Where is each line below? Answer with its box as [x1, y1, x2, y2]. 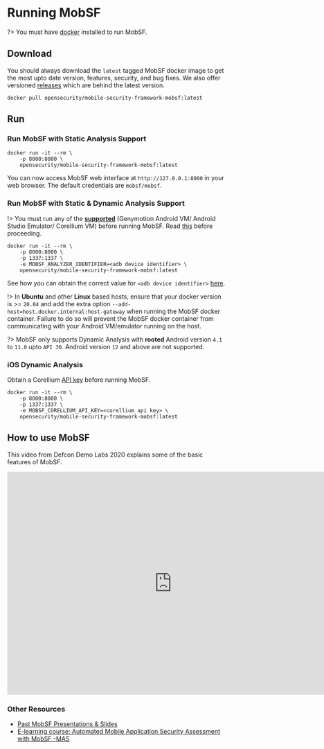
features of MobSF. [7, 457, 62, 466]
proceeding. [7, 229, 42, 237]
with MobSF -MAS [17, 734, 70, 743]
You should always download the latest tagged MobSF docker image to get [7, 66, 224, 74]
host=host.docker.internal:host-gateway [7, 308, 126, 315]
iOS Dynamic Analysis [7, 360, 83, 369]
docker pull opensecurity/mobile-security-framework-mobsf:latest [7, 94, 203, 101]
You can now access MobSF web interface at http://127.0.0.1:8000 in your [7, 174, 224, 182]
